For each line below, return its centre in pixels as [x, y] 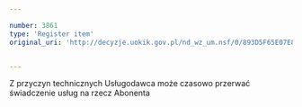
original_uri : [36, 42]
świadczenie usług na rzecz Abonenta [80, 93]
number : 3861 [34, 25]
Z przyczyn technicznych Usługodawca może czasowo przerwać [130, 84]
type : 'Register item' [52, 34]
